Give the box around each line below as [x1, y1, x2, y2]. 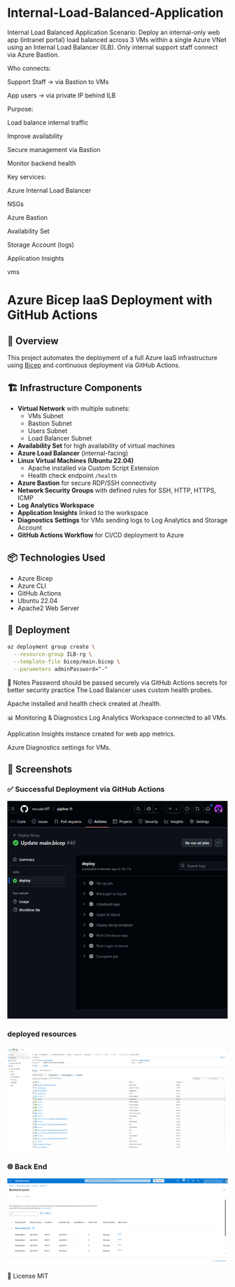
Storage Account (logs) [7, 240, 75, 249]
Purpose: [7, 104, 34, 113]
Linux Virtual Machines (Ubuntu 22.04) [17, 456, 134, 464]
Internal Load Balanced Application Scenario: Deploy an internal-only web [7, 28, 220, 36]
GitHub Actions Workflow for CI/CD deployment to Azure [17, 530, 184, 539]
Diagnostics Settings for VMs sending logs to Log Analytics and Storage [17, 516, 228, 524]
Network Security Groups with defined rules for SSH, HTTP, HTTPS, [17, 486, 217, 495]
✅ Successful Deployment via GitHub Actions [7, 785, 165, 794]
